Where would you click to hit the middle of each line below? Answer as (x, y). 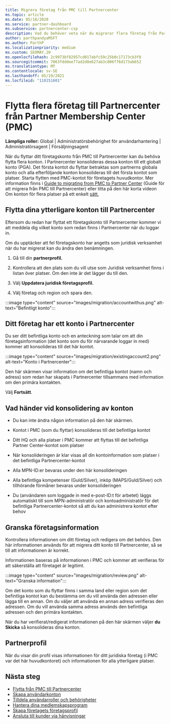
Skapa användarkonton (37, 694)
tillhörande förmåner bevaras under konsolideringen (67, 486)
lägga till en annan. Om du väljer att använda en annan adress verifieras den (84, 601)
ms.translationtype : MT (30, 66)
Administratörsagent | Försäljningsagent (47, 146)
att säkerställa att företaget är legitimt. (45, 566)
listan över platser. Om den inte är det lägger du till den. (70, 273)
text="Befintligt (21, 308)
